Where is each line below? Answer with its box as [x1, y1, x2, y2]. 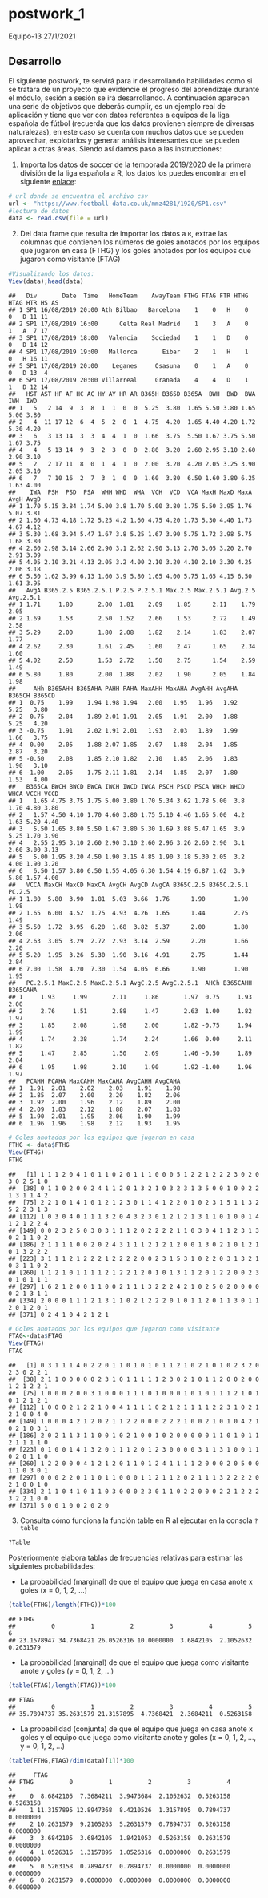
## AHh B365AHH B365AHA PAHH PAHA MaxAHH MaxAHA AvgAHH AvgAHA [8, 684, 238, 693]
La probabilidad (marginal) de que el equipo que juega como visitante [19, 1657, 250, 1667]
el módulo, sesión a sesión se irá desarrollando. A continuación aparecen [8, 93, 250, 103]
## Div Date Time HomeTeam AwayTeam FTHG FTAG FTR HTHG [8, 292, 249, 300]
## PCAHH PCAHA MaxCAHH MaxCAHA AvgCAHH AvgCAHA [8, 1077, 181, 1085]
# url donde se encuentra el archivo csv [8, 192, 149, 200]
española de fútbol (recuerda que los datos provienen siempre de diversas [8, 118, 254, 128]
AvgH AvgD [8, 495, 42, 503]
